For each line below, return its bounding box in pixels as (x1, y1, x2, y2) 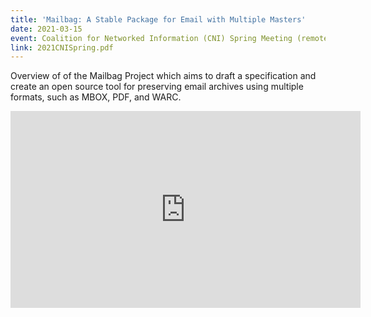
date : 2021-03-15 (10, 24, 83, 34)
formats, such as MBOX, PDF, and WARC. (10, 91, 182, 103)
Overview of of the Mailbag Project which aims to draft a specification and (10, 70, 317, 82)
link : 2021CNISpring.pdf (10, 42, 114, 53)
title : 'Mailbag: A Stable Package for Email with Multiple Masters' (10, 14, 307, 25)
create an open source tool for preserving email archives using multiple (10, 81, 304, 93)
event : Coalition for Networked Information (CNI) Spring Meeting (10, 33, 293, 43)
